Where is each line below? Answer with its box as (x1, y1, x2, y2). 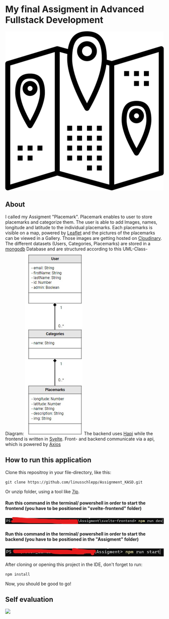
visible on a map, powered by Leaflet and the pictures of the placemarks (5, 230, 155, 236)
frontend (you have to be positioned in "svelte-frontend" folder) (5, 505, 142, 511)
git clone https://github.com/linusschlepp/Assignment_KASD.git (5, 480, 143, 485)
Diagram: (5, 430, 24, 436)
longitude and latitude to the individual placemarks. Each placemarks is (5, 224, 153, 230)
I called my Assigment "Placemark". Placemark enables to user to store (5, 214, 152, 220)
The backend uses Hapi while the (83, 430, 153, 436)
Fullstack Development (5, 14, 104, 26)
